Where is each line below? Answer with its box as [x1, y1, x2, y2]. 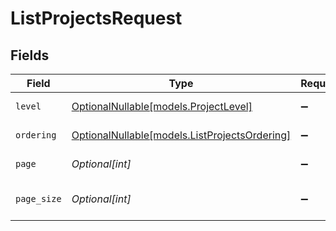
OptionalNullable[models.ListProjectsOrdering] [71, 128, 292, 142]
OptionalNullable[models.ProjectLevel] [71, 100, 253, 113]
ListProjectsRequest [10, 7, 183, 30]
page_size [15, 193, 62, 204]
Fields [10, 47, 50, 64]
